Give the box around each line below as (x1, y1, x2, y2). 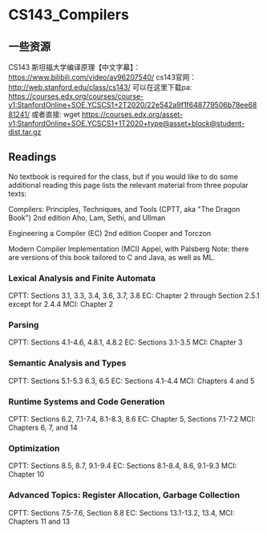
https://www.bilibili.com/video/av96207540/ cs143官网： (8, 72, 197, 82)
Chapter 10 (8, 470, 45, 479)
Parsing (8, 320, 39, 331)
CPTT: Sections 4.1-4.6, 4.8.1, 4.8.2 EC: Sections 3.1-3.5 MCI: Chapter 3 (8, 337, 243, 347)
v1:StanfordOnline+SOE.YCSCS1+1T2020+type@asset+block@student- (8, 119, 245, 128)
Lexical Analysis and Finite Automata (8, 272, 156, 283)
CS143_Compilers (8, 6, 130, 24)
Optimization (8, 442, 60, 454)
